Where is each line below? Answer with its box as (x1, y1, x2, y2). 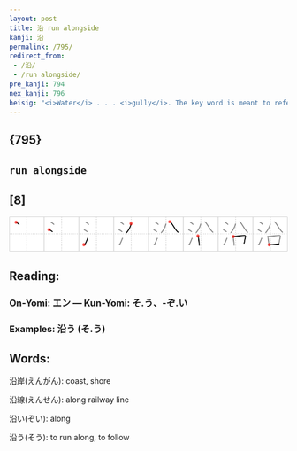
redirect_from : (9, 51, 65, 61)
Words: (9, 351, 50, 366)
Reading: (9, 268, 60, 284)
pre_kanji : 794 (9, 80, 65, 89)
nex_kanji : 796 (9, 89, 65, 97)
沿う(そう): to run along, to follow (9, 432, 130, 443)
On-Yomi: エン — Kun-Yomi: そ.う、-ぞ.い (9, 297, 188, 309)
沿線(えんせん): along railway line (9, 394, 130, 405)
